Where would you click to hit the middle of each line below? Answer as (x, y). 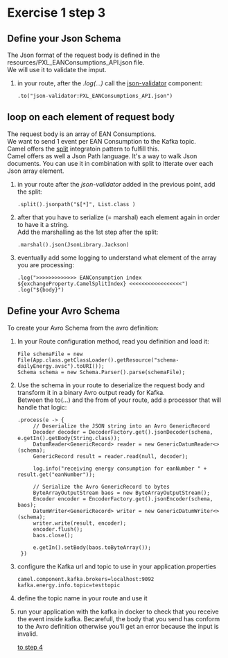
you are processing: (46, 264)
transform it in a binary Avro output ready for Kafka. (91, 392)
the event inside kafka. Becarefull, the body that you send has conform (119, 618)
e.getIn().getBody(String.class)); (69, 438)
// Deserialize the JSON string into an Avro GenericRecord (121, 426)
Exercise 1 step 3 (56, 13)
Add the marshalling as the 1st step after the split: (88, 232)
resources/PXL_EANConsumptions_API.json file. (76, 62)
